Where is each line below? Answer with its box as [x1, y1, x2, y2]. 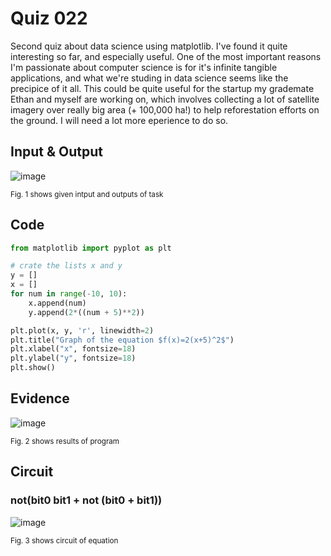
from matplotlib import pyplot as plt [10, 243, 172, 253]
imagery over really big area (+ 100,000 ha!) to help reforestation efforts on [10, 103, 320, 116]
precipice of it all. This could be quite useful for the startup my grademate [10, 82, 315, 94]
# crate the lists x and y [10, 261, 123, 271]
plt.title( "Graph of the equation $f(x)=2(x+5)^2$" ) [10, 335, 235, 345]
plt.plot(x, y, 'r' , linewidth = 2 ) [10, 325, 155, 336]
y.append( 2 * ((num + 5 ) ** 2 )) [28, 307, 145, 317]
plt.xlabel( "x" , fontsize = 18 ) [10, 344, 137, 354]
